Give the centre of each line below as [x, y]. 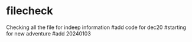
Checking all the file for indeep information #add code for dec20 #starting [96, 27]
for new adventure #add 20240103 [49, 33]
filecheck [30, 11]
